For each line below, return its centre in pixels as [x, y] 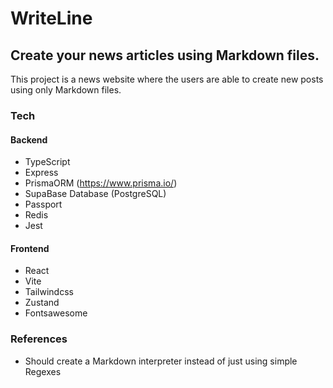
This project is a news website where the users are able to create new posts [167, 79]
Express [41, 173]
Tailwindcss [49, 292]
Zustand [42, 303]
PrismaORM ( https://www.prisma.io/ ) [101, 183]
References [39, 339]
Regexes [43, 371]
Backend [29, 139]
